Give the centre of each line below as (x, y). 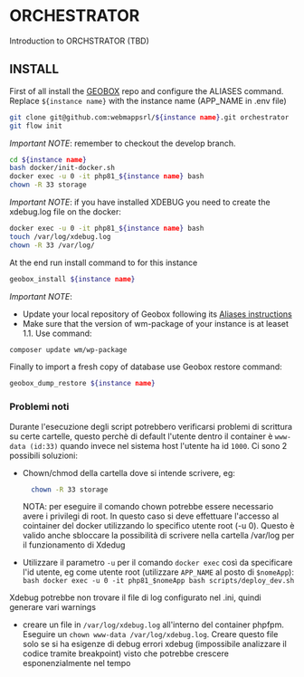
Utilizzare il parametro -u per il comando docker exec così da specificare (157, 563)
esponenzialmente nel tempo (76, 663)
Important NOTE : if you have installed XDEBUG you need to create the (140, 202)
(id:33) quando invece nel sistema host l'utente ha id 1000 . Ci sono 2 (158, 445)
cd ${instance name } (48, 159)
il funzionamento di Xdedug (74, 545)
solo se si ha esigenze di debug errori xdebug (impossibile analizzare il (154, 644)
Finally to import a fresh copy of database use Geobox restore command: (146, 367)
